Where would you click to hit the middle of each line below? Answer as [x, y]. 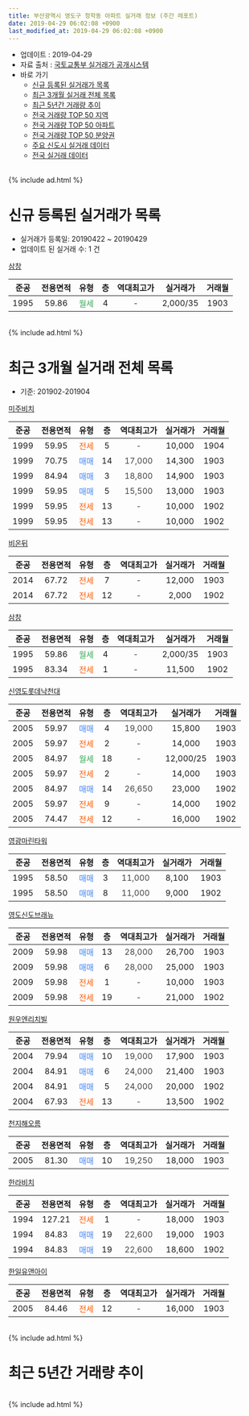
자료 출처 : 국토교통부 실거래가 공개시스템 [84, 64]
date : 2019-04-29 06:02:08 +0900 [64, 23]
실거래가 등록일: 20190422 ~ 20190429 [84, 239]
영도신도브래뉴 [31, 915]
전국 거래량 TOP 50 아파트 [73, 125]
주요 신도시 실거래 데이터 [71, 145]
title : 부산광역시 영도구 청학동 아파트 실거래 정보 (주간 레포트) [103, 16]
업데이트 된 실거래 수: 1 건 [60, 249]
